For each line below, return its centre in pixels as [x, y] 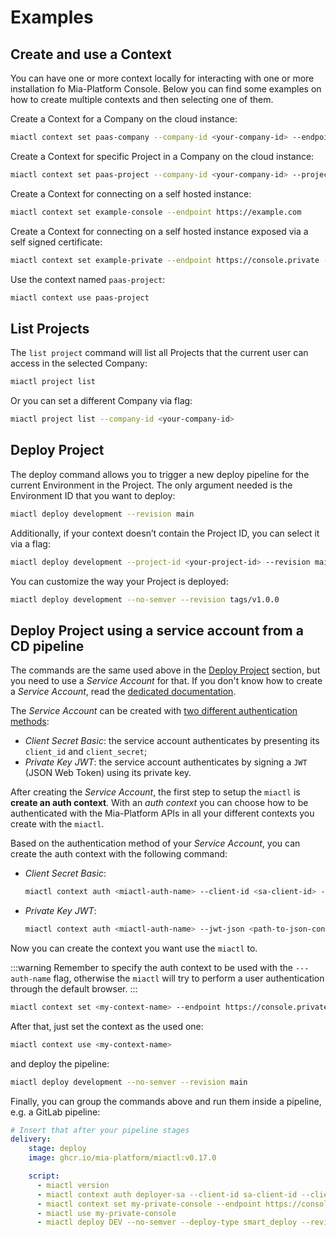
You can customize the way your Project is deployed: [119, 581]
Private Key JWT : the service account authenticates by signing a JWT [166, 762]
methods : [30, 722]
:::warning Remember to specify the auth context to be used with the [151, 967]
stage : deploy [57, 1149]
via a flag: [30, 543]
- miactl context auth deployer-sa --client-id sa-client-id [167, 1194]
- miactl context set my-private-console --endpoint [149, 1204]
